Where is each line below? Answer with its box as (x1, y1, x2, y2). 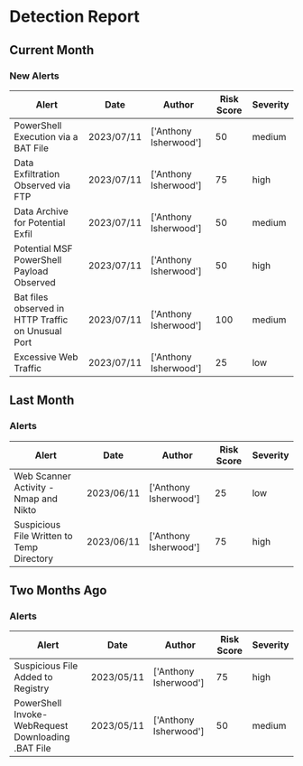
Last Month (9, 393, 75, 408)
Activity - (14, 481, 55, 493)
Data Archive (14, 205, 69, 218)
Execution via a (14, 130, 78, 143)
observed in (14, 302, 65, 314)
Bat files (14, 291, 49, 304)
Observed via (14, 179, 71, 191)
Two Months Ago (9, 583, 107, 598)
